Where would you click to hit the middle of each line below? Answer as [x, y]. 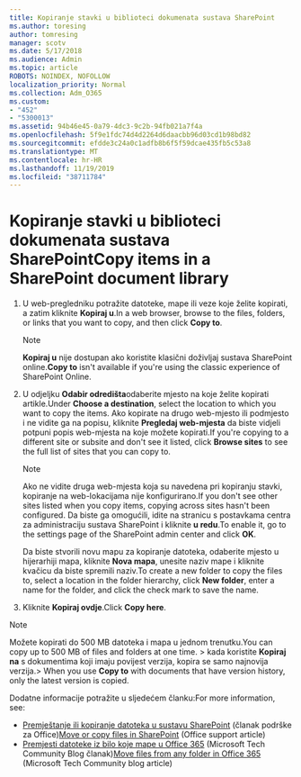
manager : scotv [38, 43]
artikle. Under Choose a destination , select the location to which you [149, 404]
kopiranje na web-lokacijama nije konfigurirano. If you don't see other [150, 496]
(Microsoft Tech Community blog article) [97, 763]
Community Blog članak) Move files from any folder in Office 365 [142, 754]
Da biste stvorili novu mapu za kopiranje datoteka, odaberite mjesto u [150, 552]
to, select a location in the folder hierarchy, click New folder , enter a [148, 581]
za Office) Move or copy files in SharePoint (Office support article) [144, 735]
